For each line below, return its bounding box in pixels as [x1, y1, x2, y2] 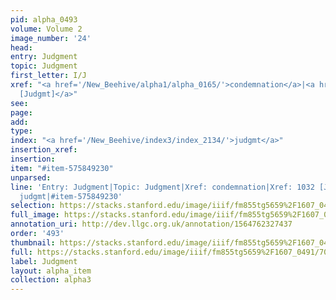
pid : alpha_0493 [10, 14, 78, 25]
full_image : [10, 210, 60, 220]
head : [10, 42, 33, 53]
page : [10, 107, 33, 118]
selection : [10, 201, 56, 211]
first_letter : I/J [10, 71, 87, 81]
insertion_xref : [10, 145, 78, 155]
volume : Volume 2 [10, 24, 83, 34]
